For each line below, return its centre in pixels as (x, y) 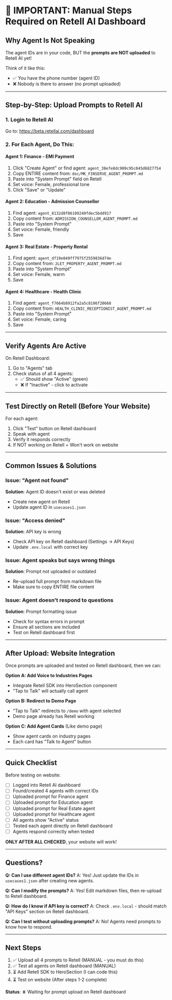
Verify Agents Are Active (46, 346)
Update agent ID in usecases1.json (49, 507)
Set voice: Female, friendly (41, 229)
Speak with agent (31, 434)
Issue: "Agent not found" (37, 480)
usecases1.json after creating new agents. (50, 880)
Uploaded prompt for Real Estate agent (54, 808)
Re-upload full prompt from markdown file (57, 581)
